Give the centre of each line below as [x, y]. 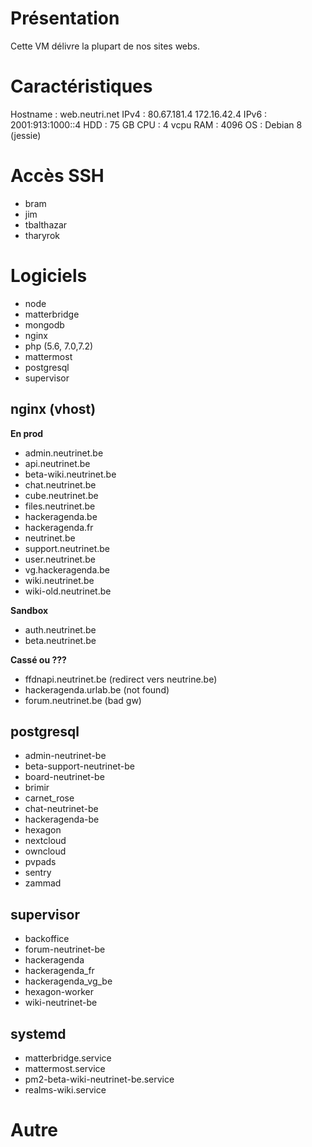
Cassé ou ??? [38, 659]
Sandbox [29, 610]
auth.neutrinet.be [60, 629]
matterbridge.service [68, 1058]
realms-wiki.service [65, 1090]
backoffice [47, 939]
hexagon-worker [59, 992]
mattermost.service [65, 1068]
